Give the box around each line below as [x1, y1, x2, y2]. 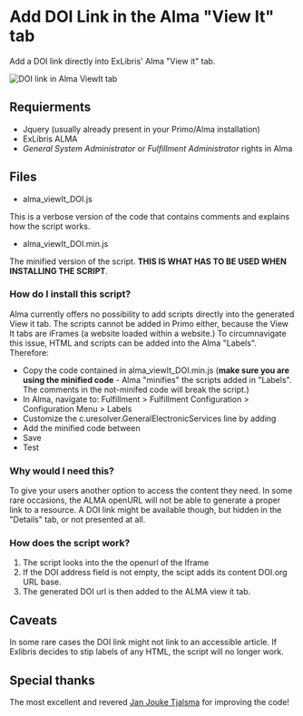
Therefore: [9, 347, 50, 358]
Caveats [9, 613, 57, 628]
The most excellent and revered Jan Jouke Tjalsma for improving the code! [9, 697, 290, 708]
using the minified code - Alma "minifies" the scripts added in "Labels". [22, 374, 292, 385]
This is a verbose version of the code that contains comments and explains [9, 211, 290, 221]
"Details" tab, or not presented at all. [9, 515, 146, 525]
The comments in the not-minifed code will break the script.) [22, 384, 249, 395]
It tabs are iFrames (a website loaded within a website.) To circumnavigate [9, 328, 288, 338]
